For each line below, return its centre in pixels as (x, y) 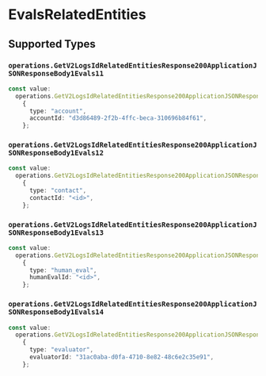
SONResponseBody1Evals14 (56, 312)
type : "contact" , (58, 191)
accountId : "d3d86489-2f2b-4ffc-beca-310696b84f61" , (118, 118)
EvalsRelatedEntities (77, 15)
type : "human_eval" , (63, 270)
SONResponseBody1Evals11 (56, 73)
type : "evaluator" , (61, 350)
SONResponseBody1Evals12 (56, 153)
